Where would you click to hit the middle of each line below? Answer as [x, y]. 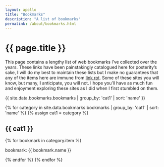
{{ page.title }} [36, 48]
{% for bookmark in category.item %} [43, 140]
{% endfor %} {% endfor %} [34, 160]
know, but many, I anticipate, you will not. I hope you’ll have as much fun [79, 83]
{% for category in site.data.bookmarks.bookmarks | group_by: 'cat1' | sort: [82, 108]
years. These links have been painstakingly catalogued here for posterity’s [81, 67]
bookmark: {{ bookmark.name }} [38, 150]
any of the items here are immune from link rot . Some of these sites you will [82, 78]
